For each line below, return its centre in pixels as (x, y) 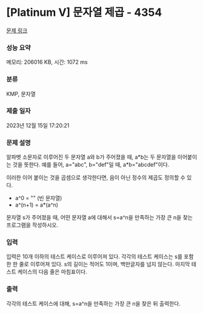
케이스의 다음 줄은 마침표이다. (52, 272)
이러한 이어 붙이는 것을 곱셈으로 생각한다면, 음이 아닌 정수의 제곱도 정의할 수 (96, 177)
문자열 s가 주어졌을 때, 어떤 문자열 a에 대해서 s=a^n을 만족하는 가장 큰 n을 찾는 (99, 218)
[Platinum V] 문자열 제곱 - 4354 (84, 12)
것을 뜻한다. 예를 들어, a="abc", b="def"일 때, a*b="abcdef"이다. (91, 165)
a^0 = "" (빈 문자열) (38, 198)
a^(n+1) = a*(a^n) (37, 205)
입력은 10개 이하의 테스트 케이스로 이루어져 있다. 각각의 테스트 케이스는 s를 (95, 256)
